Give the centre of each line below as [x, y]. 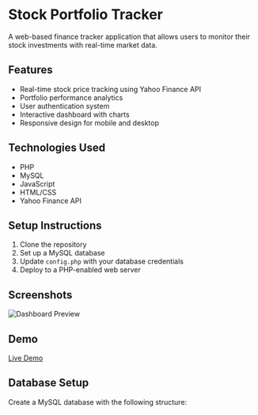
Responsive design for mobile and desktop [89, 123]
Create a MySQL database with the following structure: [98, 402]
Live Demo [26, 358]
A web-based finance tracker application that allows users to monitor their [129, 37]
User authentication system [64, 106]
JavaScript [37, 183]
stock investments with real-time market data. [83, 44]
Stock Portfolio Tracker [86, 15]
